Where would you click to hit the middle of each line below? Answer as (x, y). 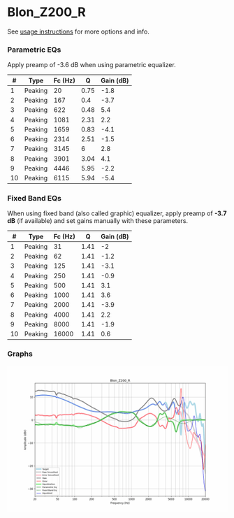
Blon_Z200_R (46, 12)
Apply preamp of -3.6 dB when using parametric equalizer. (92, 65)
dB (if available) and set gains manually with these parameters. (98, 221)
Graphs (20, 354)
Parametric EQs (34, 50)
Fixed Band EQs (34, 198)
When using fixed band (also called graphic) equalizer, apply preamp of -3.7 (117, 213)
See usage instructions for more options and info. (79, 31)
